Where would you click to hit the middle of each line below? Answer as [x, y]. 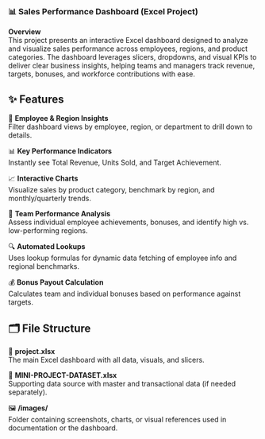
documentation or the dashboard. [63, 428]
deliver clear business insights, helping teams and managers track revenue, [132, 66]
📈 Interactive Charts [43, 179]
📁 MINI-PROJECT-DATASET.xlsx [63, 375]
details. [20, 135]
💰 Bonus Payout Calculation [56, 282]
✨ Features [36, 99]
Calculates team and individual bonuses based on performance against [125, 294]
